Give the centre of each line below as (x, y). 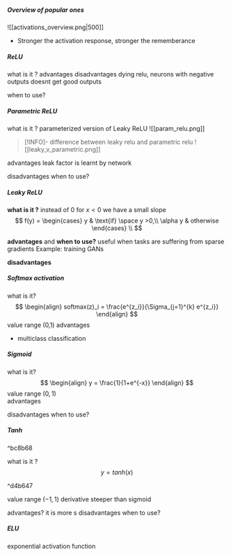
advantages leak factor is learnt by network (70, 163)
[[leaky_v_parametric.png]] (62, 149)
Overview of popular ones (46, 10)
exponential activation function (51, 546)
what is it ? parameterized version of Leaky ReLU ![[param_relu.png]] (106, 128)
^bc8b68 (20, 448)
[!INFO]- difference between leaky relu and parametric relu (109, 142)
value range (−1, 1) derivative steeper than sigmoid (79, 499)
